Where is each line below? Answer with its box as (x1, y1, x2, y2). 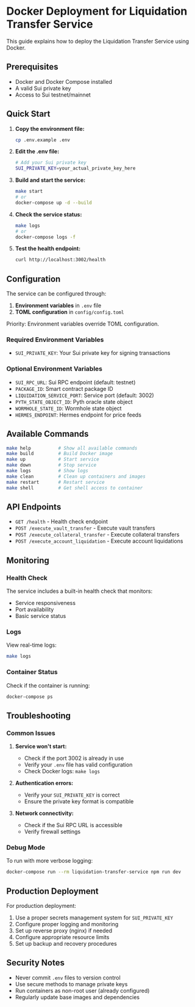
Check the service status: (15, 210, 82, 218)
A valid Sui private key (15, 84, 71, 92)
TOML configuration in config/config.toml (15, 308, 124, 316)
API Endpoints (6, 502, 62, 512)
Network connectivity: (15, 809, 74, 817)
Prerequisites (6, 62, 58, 72)
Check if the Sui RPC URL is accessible (24, 822, 123, 829)
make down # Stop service (6, 462, 97, 469)
